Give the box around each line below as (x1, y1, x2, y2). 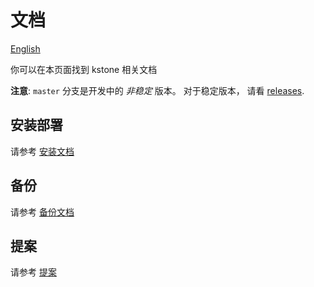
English (10, 42, 41, 55)
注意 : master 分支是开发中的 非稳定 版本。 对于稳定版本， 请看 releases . (10, 84, 305, 96)
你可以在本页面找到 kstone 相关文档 (10, 63, 158, 75)
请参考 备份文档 (10, 206, 75, 218)
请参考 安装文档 (10, 145, 75, 157)
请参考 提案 (10, 266, 57, 278)
